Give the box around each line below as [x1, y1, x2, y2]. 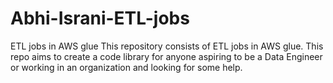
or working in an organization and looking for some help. [10, 61, 243, 73]
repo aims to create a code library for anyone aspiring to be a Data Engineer [10, 50, 323, 62]
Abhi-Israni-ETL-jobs [10, 7, 190, 30]
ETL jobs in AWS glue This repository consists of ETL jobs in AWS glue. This [10, 40, 324, 52]
